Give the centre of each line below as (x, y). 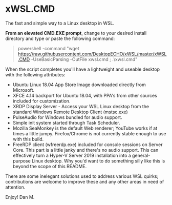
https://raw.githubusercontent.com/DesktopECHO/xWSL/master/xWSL (92, 54)
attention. (15, 187)
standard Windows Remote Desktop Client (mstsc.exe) (70, 112)
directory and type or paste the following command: (60, 38)
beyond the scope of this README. (50, 166)
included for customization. (41, 101)
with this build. (28, 139)
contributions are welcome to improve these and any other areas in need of (85, 181)
